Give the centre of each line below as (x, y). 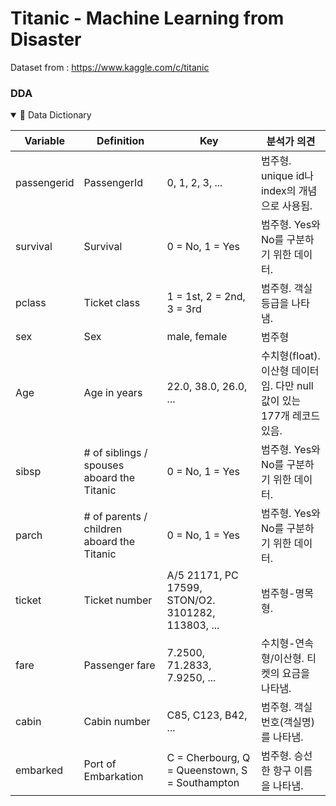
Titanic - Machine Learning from (147, 18)
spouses (104, 465)
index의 (278, 191)
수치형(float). (290, 356)
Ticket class (112, 303)
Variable (45, 141)
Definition (120, 141)
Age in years (113, 393)
